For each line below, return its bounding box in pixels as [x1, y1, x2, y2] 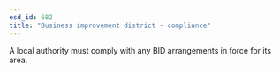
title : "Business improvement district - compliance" [9, 21, 212, 30]
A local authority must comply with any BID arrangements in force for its [9, 45, 272, 55]
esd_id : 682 [9, 12, 53, 22]
